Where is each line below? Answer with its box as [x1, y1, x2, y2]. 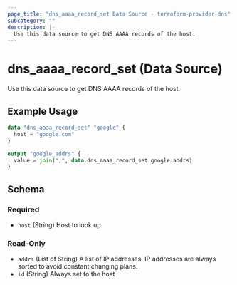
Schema [7, 183, 45, 195]
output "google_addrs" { [7, 150, 81, 157]
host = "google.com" [14, 130, 75, 138]
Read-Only [7, 238, 46, 248]
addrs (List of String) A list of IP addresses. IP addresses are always [17, 254, 216, 264]
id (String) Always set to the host [17, 270, 115, 279]
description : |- [7, 24, 56, 31]
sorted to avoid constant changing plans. [17, 262, 138, 271]
